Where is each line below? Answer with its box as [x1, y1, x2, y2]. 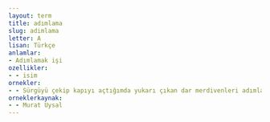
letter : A [8, 34, 42, 43]
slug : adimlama [8, 26, 59, 35]
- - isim [8, 71, 38, 79]
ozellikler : [8, 64, 48, 72]
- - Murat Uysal [8, 101, 63, 109]
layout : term [8, 11, 52, 20]
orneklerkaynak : [8, 94, 63, 102]
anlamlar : [8, 49, 42, 57]
